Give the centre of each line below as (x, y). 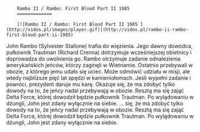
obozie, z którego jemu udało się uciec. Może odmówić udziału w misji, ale (98, 71)
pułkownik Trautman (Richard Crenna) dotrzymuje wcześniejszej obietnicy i (99, 52)
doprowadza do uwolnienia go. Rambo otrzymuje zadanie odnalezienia (93, 59)
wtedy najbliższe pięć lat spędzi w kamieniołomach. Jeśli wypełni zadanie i (99, 78)
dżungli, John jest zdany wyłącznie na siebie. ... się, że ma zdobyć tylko (95, 103)
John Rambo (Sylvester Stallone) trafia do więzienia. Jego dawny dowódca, (99, 46)
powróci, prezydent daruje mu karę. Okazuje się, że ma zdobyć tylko (91, 84)
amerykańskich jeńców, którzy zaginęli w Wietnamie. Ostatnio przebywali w (100, 65)
